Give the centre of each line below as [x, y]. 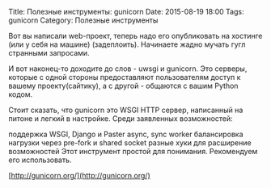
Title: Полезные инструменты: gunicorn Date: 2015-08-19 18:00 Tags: [126, 12]
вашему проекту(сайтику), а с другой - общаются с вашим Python [123, 86]
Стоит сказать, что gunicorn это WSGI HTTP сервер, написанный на [126, 110]
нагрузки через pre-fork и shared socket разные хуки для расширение [130, 143]
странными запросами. [49, 53]
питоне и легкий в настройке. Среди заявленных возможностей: [121, 119]
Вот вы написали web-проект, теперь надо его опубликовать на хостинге [135, 36]
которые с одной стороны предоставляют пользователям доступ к [125, 77]
